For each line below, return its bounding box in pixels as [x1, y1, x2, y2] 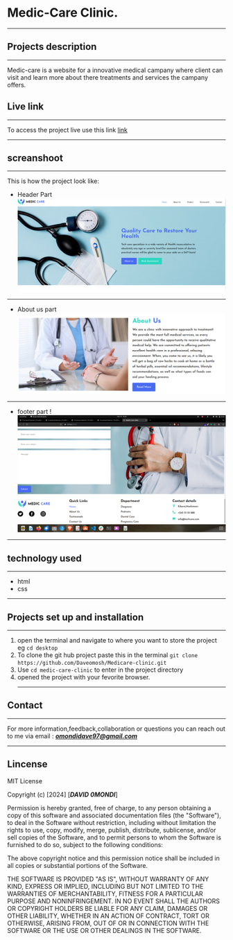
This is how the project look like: [7, 177, 99, 185]
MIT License [7, 776, 43, 785]
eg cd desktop [17, 643, 58, 652]
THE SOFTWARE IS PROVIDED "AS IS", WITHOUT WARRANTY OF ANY [7, 875, 209, 883]
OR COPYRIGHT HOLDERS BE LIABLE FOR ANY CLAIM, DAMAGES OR [7, 904, 208, 912]
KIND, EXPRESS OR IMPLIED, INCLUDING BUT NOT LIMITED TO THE [7, 882, 204, 890]
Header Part [17, 191, 53, 199]
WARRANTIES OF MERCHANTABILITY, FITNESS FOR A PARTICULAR [7, 889, 203, 898]
